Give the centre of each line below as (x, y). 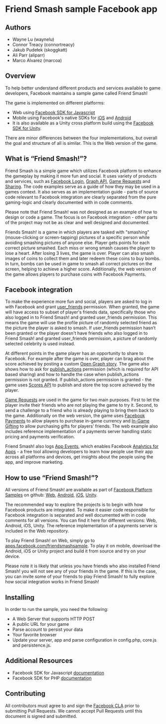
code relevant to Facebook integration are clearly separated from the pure (81, 197)
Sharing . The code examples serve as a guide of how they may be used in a (83, 186)
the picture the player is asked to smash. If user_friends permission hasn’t (81, 328)
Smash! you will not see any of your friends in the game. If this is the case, (81, 571)
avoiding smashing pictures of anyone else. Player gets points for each (78, 242)
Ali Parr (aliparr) (28, 55)
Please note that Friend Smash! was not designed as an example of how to (81, 212)
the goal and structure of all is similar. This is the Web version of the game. (81, 143)
